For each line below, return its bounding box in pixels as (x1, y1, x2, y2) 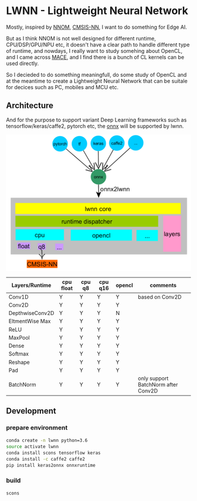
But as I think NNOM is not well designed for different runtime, (6, 35, 157, 42)
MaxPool (8, 334, 30, 341)
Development (6, 406, 57, 416)
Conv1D (8, 293, 29, 300)
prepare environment (6, 424, 68, 432)
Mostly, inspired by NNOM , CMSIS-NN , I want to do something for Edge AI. (6, 23, 188, 31)
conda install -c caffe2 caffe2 (6, 456, 85, 462)
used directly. (6, 60, 39, 67)
